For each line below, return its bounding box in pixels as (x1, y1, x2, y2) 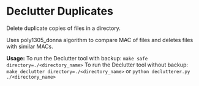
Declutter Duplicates (6, 4, 113, 18)
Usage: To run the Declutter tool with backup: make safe (6, 54, 148, 62)
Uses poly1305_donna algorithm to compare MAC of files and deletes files (6, 36, 193, 43)
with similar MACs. (6, 43, 54, 50)
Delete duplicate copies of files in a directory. (6, 24, 121, 32)
